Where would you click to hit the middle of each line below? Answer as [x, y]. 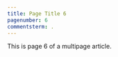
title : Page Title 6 [37, 14]
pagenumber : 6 [28, 20]
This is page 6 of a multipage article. [60, 47]
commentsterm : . [31, 26]
